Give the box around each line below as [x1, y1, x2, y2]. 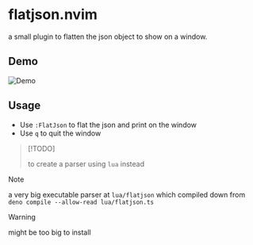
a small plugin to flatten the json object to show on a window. [8, 32, 208, 41]
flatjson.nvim [8, 6, 98, 24]
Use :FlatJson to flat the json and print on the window [19, 120, 197, 129]
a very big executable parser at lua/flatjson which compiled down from [8, 189, 246, 199]
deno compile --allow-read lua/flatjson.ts [8, 198, 155, 206]
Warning [8, 212, 36, 221]
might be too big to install [8, 228, 91, 237]
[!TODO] [27, 144, 56, 153]
